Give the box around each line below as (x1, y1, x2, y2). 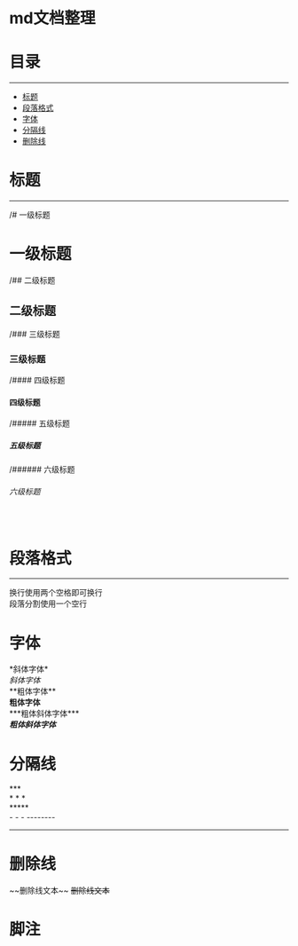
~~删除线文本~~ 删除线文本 (9, 885, 110, 896)
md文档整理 (9, 8, 96, 28)
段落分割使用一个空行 (9, 598, 87, 609)
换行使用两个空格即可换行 (9, 587, 103, 598)
